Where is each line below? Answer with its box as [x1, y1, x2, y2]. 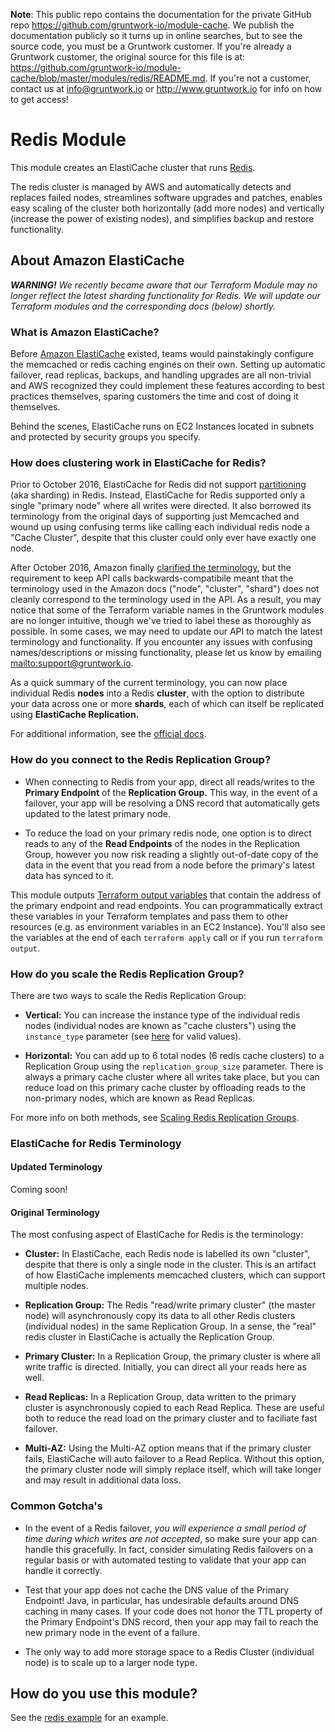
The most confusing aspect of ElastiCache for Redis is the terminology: [10, 1229, 304, 1241]
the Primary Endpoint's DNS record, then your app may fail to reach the [24, 1615, 319, 1628]
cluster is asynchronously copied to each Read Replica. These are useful [24, 1402, 325, 1414]
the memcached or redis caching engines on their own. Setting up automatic [10, 359, 326, 371]
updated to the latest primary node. [24, 807, 171, 819]
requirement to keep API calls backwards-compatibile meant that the [10, 572, 294, 584]
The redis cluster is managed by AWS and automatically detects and [10, 180, 292, 193]
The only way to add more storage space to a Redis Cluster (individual [24, 1645, 315, 1658]
